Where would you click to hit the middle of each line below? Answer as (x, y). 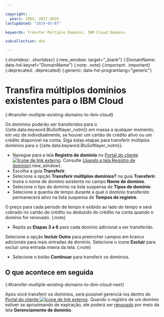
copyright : (16, 14)
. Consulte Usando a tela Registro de (98, 160)
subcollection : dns (25, 41)
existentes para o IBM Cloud (64, 101)
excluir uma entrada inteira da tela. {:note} (48, 247)
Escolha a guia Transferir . (39, 171)
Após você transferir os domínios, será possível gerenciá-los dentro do (78, 294)
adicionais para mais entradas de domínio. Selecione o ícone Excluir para (80, 242)
